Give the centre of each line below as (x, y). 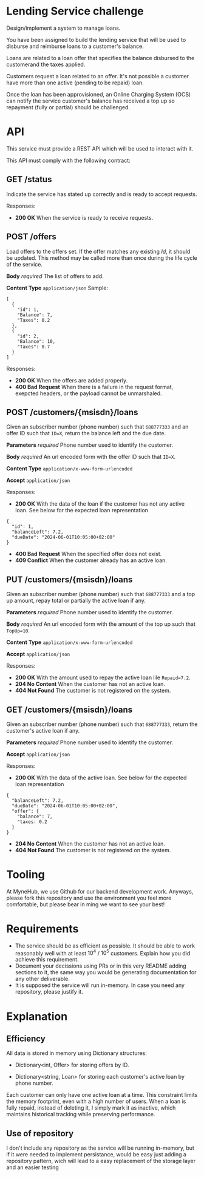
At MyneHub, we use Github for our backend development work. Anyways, (100, 891)
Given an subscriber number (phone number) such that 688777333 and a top (101, 594)
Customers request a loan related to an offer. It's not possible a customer (98, 76)
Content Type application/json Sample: (57, 288)
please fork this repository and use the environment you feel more (89, 898)
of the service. (24, 264)
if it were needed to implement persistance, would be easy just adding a (97, 1155)
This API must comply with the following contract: (68, 160)
